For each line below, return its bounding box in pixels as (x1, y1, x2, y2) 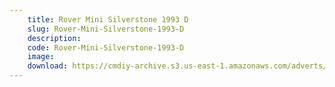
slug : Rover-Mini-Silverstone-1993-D (27, 24, 185, 34)
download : (27, 61, 69, 71)
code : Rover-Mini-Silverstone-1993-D (27, 42, 185, 53)
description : (27, 33, 82, 43)
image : (27, 52, 55, 62)
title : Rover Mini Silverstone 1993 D (27, 14, 189, 25)
